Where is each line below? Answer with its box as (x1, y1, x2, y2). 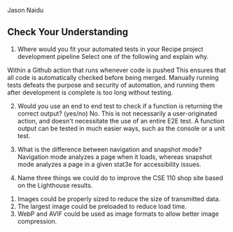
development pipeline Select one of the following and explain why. (17, 52, 209, 60)
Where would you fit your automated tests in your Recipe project (17, 45, 204, 53)
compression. (17, 217, 57, 225)
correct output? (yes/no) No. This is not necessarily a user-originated (17, 109, 218, 118)
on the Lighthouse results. (17, 181, 93, 189)
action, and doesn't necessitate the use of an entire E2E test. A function (17, 116, 225, 125)
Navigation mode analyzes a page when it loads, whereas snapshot (17, 152, 212, 161)
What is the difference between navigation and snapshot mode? (17, 145, 202, 153)
